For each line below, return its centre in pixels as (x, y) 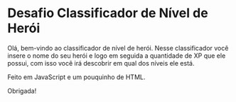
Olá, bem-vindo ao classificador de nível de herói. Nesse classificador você (118, 48)
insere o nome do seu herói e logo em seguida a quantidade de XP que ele (117, 56)
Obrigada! (22, 91)
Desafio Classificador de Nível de (108, 13)
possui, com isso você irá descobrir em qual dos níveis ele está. (101, 63)
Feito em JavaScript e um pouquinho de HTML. (76, 77)
